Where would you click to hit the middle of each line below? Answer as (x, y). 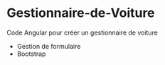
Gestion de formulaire (49, 46)
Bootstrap (31, 54)
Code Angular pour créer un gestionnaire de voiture (82, 32)
